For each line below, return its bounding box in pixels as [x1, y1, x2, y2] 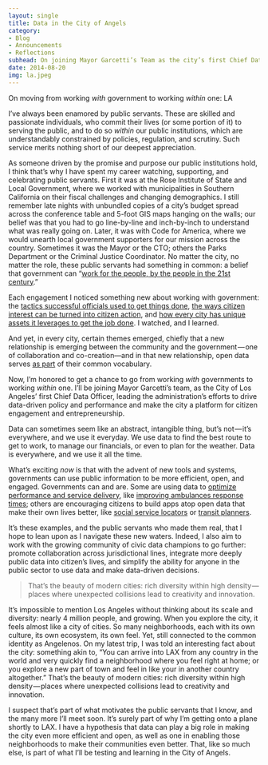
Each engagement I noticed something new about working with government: [8, 293, 259, 302]
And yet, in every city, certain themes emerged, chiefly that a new [8, 333, 225, 343]
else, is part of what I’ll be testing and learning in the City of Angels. [8, 747, 231, 757]
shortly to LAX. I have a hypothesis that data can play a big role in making [8, 722, 250, 731]
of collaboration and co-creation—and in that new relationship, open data [8, 350, 250, 360]
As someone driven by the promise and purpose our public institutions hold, [8, 157, 258, 168]
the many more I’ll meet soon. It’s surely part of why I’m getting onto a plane [8, 713, 258, 723]
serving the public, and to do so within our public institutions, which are [8, 126, 243, 135]
